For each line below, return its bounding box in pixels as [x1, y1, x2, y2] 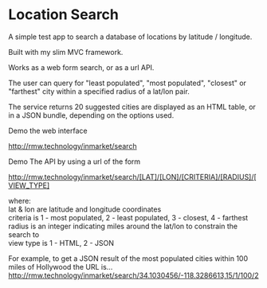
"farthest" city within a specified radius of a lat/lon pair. [8, 86, 190, 96]
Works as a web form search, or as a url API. [8, 62, 155, 72]
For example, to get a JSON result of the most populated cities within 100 [8, 253, 249, 263]
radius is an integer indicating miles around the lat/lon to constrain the [8, 221, 238, 231]
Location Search [8, 6, 120, 24]
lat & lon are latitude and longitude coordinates [8, 204, 162, 214]
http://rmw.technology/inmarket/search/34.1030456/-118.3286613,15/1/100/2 [8, 270, 259, 280]
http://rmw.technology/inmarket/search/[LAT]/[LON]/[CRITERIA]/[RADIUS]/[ [8, 172, 257, 181]
